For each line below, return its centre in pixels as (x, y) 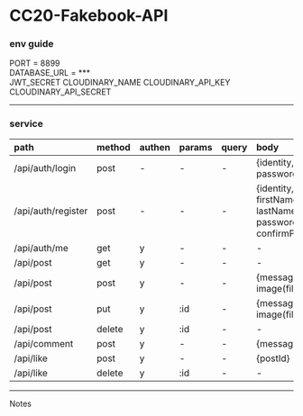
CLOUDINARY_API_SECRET (60, 92)
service (26, 124)
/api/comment (44, 343)
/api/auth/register (51, 211)
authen (155, 147)
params (196, 147)
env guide (32, 44)
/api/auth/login (45, 167)
